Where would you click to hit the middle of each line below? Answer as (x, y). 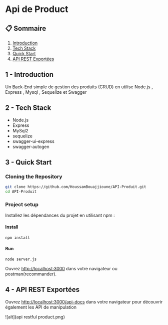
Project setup (22, 204)
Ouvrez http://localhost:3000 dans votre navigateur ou (61, 268)
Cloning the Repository (34, 177)
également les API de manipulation (41, 307)
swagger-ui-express (33, 141)
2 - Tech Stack (28, 108)
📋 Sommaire (26, 28)
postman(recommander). (31, 274)
